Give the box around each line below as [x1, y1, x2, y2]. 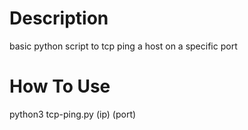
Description [9, 7, 109, 30]
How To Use [9, 75, 111, 98]
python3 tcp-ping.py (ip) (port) [9, 108, 137, 120]
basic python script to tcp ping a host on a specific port [9, 40, 238, 52]
